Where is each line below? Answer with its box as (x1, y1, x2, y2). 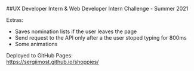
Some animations (14, 41, 58, 47)
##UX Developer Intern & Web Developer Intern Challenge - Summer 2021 (6, 5, 189, 12)
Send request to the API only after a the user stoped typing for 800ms (14, 34, 187, 41)
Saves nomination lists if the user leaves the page (14, 28, 137, 35)
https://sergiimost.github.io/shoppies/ (6, 59, 99, 65)
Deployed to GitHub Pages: (6, 52, 73, 59)
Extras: (6, 17, 24, 23)
